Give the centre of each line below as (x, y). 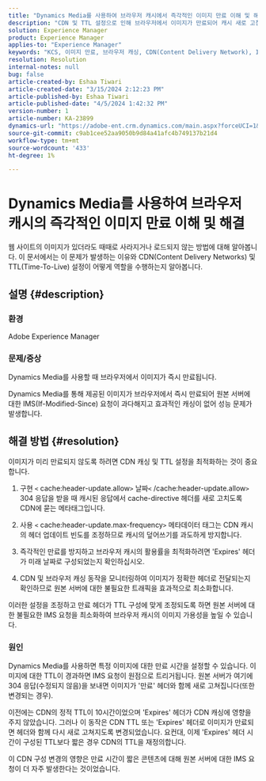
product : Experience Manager (56, 38)
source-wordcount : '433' (49, 148)
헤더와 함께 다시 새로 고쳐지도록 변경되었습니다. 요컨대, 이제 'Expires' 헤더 (131, 732)
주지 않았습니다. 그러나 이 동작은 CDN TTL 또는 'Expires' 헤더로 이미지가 (121, 722)
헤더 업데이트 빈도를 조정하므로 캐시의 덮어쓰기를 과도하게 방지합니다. (135, 534)
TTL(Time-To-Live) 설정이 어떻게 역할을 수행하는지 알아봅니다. (106, 267)
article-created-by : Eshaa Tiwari (65, 82)
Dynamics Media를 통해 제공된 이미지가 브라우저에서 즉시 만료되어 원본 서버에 (129, 394)
